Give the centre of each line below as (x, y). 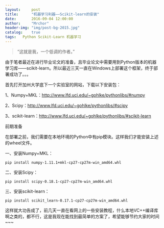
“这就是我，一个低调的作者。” (46, 51)
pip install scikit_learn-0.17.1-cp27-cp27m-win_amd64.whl (67, 201)
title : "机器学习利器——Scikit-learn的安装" (52, 14)
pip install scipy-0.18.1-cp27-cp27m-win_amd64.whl (59, 181)
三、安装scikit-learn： (27, 191)
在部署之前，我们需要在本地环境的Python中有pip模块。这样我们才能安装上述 (82, 137)
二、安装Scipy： (22, 172)
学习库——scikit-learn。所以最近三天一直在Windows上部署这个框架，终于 (79, 68)
